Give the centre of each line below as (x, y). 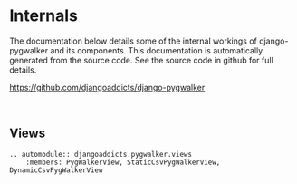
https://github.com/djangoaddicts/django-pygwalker (107, 87)
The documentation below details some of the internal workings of (134, 41)
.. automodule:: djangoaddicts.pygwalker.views (101, 154)
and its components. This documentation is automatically (156, 50)
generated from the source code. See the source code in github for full (141, 60)
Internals (44, 16)
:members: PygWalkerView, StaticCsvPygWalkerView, (123, 162)
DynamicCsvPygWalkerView (56, 170)
